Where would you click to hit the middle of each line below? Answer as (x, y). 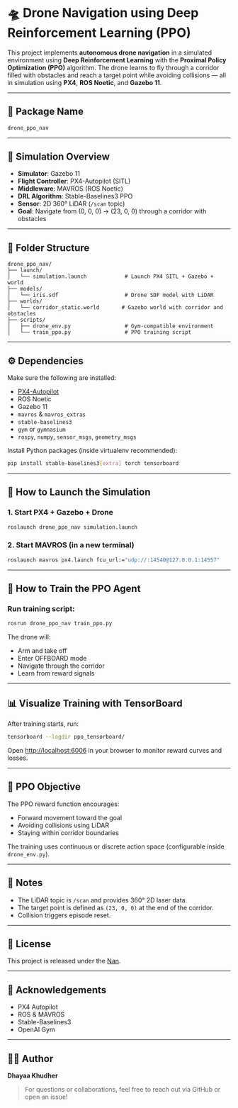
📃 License (29, 944)
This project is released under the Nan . (64, 961)
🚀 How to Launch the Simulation (79, 492)
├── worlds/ (25, 301)
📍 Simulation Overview (58, 157)
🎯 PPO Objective (44, 787)
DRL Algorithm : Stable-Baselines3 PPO (75, 196)
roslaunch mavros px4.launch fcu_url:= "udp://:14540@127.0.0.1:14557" (114, 560)
